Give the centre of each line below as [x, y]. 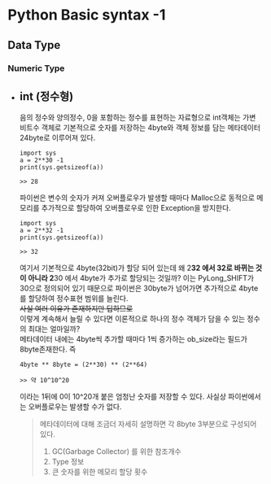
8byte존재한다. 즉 [48, 349]
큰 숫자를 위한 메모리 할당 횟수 [100, 472]
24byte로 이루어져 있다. [57, 138]
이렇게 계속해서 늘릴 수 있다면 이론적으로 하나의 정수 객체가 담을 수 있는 [132, 319]
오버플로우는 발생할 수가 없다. [75, 407]
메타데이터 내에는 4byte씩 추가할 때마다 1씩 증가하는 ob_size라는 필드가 [133, 339]
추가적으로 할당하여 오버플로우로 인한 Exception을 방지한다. [136, 208]
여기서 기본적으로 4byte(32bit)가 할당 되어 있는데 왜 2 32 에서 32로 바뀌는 [136, 268]
